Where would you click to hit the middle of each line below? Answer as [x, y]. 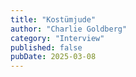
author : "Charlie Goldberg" [69, 29]
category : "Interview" [57, 38]
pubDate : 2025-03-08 [53, 57]
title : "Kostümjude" [53, 19]
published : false [46, 47]
